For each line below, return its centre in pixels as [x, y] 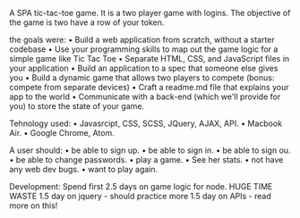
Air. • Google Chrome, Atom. [62, 133]
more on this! [34, 205]
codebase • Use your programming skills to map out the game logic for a [144, 49]
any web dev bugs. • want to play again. [84, 169]
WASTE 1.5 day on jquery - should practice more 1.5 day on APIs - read [140, 196]
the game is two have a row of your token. [87, 22]
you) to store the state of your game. [77, 106]
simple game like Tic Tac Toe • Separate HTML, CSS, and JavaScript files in [150, 59]
